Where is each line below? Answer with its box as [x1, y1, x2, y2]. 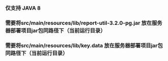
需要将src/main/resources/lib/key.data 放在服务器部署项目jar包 [5, 42, 163, 49]
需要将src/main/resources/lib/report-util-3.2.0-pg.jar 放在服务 [5, 19, 162, 26]
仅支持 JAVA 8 [5, 4, 41, 11]
